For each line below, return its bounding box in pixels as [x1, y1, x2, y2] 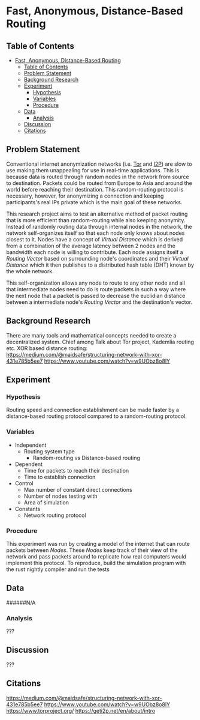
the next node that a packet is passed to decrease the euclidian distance [6, 292, 186, 299]
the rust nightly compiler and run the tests [6, 566, 110, 573]
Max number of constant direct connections [23, 486, 133, 493]
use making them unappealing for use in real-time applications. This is [6, 166, 180, 174]
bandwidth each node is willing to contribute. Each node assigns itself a [6, 248, 184, 256]
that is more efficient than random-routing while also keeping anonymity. [6, 216, 186, 223]
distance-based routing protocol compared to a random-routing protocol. [6, 413, 187, 420]
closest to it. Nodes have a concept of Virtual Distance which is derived [6, 235, 183, 243]
